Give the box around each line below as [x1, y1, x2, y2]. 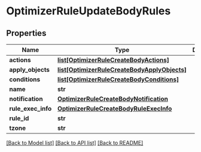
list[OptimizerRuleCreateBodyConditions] [57, 75, 179, 83]
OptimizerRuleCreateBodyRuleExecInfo [57, 105, 172, 113]
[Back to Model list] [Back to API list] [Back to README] [6, 139, 144, 146]
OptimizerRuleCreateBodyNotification [57, 95, 169, 103]
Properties [6, 28, 47, 38]
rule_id [9, 114, 29, 122]
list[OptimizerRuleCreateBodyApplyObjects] [57, 66, 187, 74]
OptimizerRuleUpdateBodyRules [6, 4, 171, 18]
